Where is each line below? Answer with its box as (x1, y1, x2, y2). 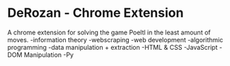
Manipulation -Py (23, 51, 74, 59)
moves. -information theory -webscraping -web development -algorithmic (7, 35, 224, 44)
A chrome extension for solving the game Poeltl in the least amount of (7, 28, 211, 37)
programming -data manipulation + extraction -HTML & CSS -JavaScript (7, 43, 218, 51)
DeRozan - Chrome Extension (7, 5, 184, 21)
